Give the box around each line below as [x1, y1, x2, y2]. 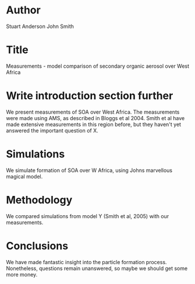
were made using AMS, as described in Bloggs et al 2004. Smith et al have [6, 114, 185, 121]
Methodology [6, 193, 73, 206]
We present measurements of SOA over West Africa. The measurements [6, 108, 180, 115]
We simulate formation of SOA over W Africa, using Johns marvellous [6, 167, 173, 174]
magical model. [6, 173, 43, 180]
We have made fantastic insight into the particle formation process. [6, 258, 167, 265]
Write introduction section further [6, 89, 173, 103]
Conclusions [6, 239, 69, 253]
